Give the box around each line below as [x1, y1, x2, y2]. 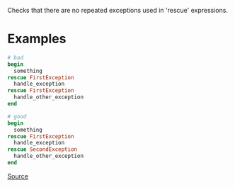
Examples [7, 31, 67, 47]
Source [7, 171, 28, 180]
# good [7, 113, 27, 120]
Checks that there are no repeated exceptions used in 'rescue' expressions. [7, 6, 229, 14]
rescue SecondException [7, 146, 78, 153]
